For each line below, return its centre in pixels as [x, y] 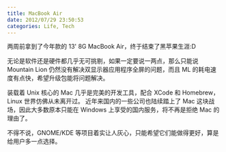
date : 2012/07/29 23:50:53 [45, 20]
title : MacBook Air [35, 13]
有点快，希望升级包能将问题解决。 [61, 78]
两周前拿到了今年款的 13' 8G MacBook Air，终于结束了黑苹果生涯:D [102, 47]
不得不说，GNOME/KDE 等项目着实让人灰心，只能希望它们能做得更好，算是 [113, 133]
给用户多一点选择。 [34, 142]
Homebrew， [201, 92]
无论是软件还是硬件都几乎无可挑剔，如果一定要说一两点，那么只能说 [103, 61]
